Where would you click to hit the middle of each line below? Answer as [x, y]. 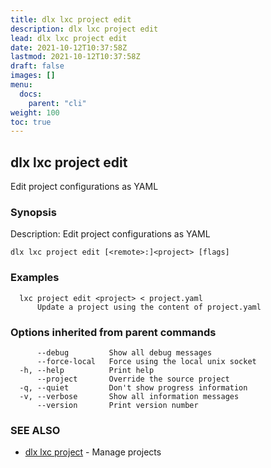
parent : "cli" [57, 103]
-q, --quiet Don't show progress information [133, 387]
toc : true [31, 122]
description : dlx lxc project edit [84, 29]
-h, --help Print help [87, 370]
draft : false [37, 66]
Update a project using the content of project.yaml [149, 307]
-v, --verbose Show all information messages [129, 396]
